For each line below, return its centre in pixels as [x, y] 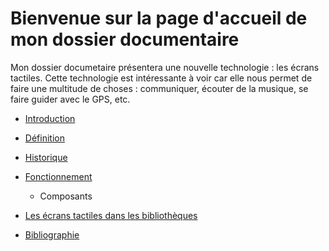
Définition [44, 138]
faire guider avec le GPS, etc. [70, 99]
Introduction [50, 118]
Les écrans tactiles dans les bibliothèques [111, 215]
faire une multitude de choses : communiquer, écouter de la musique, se [159, 88]
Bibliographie [52, 234]
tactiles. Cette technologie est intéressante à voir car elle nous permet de [161, 78]
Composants [66, 196]
